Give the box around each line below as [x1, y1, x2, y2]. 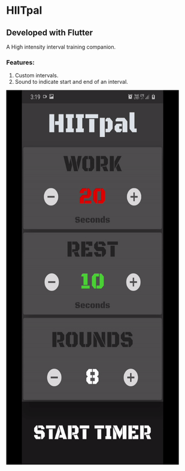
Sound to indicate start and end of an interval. [14, 78, 129, 86]
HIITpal [6, 4, 43, 17]
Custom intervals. [14, 72, 59, 79]
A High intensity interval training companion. [6, 43, 116, 50]
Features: [6, 58, 35, 67]
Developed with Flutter [6, 28, 93, 38]
